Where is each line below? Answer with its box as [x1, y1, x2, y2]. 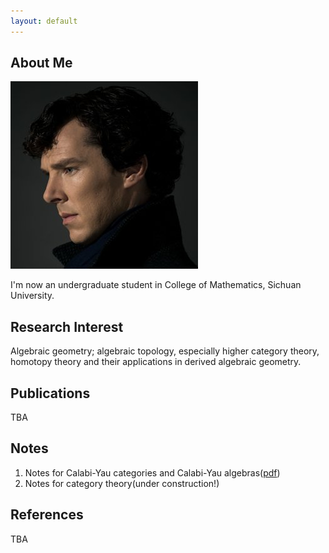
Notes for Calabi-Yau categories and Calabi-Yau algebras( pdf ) [24, 466, 281, 479]
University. [10, 290, 55, 302]
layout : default [10, 16, 78, 26]
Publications [10, 385, 91, 402]
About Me [10, 55, 73, 72]
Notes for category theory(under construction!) [24, 477, 220, 489]
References [10, 506, 84, 524]
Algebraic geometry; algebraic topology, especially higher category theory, [10, 345, 320, 357]
